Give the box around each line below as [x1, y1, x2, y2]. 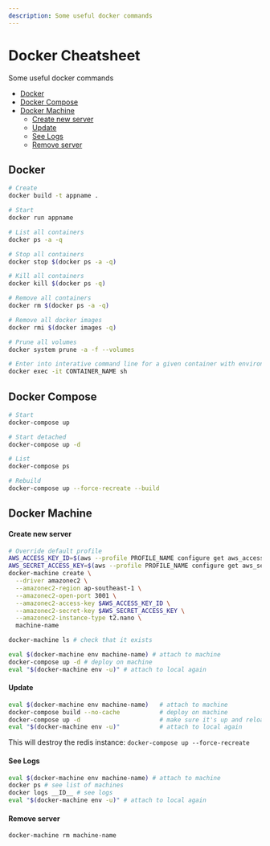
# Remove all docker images [8, 316, 103, 324]
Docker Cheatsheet [8, 46, 141, 64]
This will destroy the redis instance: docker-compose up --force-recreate [8, 738, 251, 747]
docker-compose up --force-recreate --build [8, 484, 160, 492]
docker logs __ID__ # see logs [8, 789, 113, 797]
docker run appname [8, 214, 74, 222]
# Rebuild [8, 477, 42, 485]
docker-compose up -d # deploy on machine [8, 658, 153, 666]
